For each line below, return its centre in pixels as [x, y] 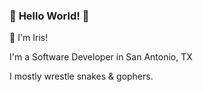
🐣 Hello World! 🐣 [49, 16]
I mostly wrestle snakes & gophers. [81, 76]
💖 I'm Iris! [29, 38]
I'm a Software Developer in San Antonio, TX [101, 57]
